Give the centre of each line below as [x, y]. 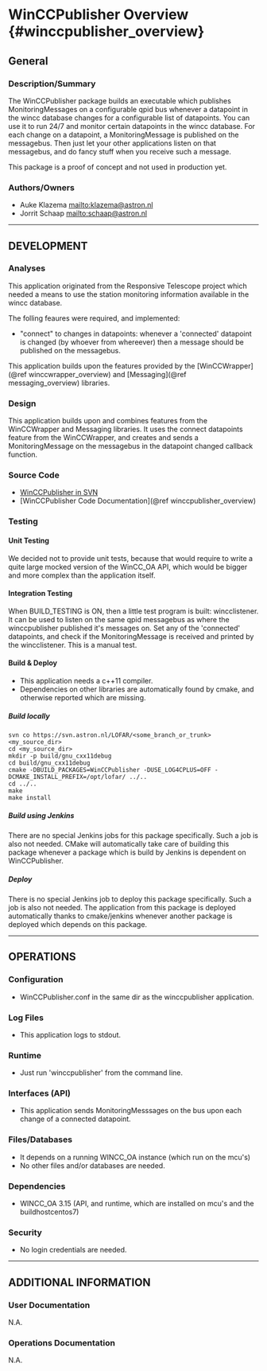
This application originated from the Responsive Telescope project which [128, 286]
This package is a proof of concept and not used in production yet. [118, 167]
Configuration [36, 980]
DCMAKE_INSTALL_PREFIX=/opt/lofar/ [67, 777]
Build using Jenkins [41, 815]
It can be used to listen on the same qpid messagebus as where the [119, 619]
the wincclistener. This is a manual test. [73, 645]
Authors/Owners [42, 187]
